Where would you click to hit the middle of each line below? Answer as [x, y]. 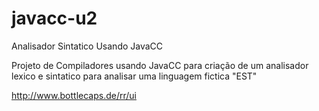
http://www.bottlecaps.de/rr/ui [74, 95]
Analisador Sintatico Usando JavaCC [87, 46]
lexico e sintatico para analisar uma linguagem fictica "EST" [134, 76]
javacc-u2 [54, 18]
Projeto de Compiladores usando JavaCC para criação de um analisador [160, 65]
